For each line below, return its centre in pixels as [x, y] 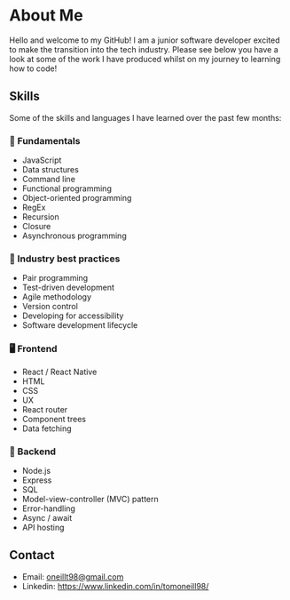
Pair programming [55, 278]
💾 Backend [32, 452]
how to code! [33, 68]
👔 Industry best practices [65, 259]
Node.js [36, 470]
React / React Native [59, 372]
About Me [46, 16]
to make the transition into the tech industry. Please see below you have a [144, 49]
